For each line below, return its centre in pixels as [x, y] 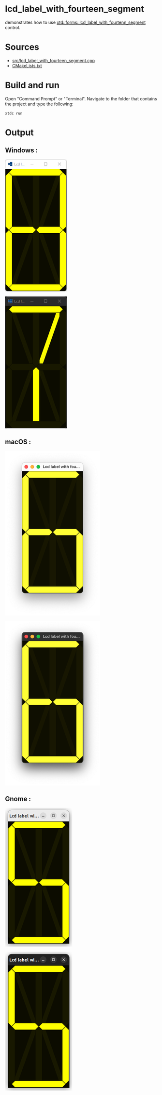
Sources [22, 47]
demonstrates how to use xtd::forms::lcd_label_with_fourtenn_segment [75, 22]
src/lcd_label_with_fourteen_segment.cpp [53, 60]
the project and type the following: [39, 104]
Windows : [21, 151]
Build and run [32, 85]
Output [19, 132]
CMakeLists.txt [27, 65]
